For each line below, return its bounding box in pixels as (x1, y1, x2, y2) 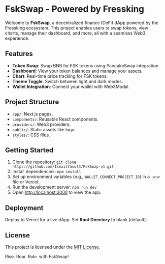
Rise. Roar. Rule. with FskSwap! (5, 254, 69, 259)
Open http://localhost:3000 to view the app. (12, 189, 101, 195)
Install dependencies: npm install (12, 169, 81, 175)
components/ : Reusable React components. (12, 116, 99, 122)
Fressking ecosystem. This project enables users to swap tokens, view (5, 25, 149, 30)
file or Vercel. (12, 179, 40, 185)
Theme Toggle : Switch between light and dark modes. (12, 78, 123, 84)
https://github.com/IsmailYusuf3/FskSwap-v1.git (12, 164, 114, 169)
